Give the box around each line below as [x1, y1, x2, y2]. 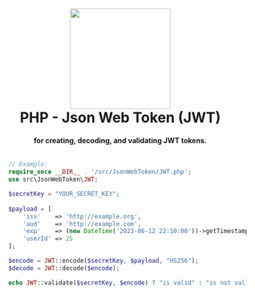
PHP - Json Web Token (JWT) [19, 109, 221, 127]
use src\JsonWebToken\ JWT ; [8, 175, 99, 184]
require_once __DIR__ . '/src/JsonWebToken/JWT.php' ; [8, 168, 192, 176]
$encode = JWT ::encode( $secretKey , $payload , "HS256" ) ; [8, 257, 200, 265]
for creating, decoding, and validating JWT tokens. [33, 135, 208, 145]
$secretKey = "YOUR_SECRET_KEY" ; [8, 190, 120, 199]
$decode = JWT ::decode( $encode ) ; [8, 264, 120, 272]
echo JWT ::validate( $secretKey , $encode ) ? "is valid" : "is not [8, 278, 232, 287]
